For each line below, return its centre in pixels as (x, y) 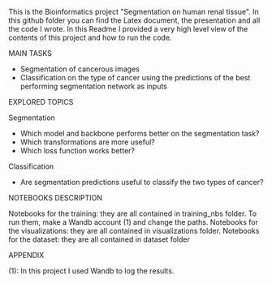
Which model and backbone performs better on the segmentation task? (140, 133)
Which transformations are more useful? (88, 142)
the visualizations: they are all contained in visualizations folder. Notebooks (134, 231)
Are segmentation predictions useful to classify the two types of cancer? (142, 182)
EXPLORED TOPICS (41, 102)
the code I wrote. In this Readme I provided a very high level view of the (128, 29)
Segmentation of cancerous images (80, 69)
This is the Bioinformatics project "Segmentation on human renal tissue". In (134, 12)
